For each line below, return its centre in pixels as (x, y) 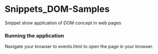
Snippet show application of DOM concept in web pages (63, 23)
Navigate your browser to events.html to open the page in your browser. (79, 47)
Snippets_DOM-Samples (57, 9)
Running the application (34, 36)
